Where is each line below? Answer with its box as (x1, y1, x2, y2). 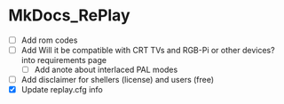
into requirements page (20, 55, 107, 66)
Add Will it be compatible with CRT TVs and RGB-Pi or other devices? (20, 45, 276, 55)
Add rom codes (20, 35, 78, 45)
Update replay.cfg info (20, 84, 103, 95)
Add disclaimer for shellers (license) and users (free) (20, 75, 215, 85)
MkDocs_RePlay (8, 5, 130, 26)
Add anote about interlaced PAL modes (34, 64, 178, 76)
